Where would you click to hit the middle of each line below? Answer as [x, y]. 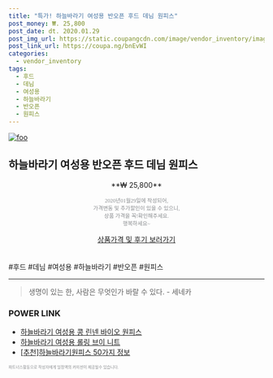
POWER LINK [35, 313]
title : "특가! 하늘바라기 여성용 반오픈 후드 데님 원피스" [93, 16]
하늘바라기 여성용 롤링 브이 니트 [70, 342]
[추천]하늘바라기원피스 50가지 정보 [75, 352]
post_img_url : [32, 39]
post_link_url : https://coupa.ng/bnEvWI [78, 46]
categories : [28, 54]
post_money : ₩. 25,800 [47, 24]
